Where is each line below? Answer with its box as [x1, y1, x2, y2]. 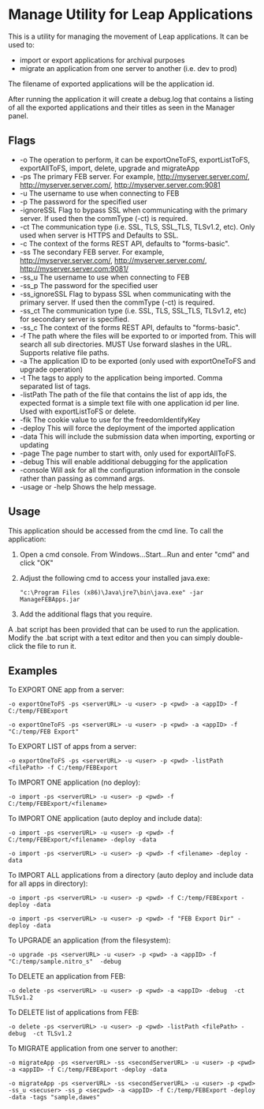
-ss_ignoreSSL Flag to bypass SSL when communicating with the [19, 289, 232, 298]
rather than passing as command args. [19, 474, 146, 483]
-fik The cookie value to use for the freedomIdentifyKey [19, 414, 201, 424]
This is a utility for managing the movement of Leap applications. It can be [8, 32, 249, 41]
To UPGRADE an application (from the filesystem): [8, 935, 171, 945]
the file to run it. [24, 641, 76, 650]
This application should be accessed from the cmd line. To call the [8, 526, 224, 535]
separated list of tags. [19, 381, 91, 391]
